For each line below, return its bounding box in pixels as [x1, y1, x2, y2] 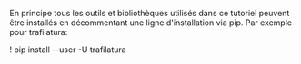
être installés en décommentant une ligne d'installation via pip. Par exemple [9, 17, 293, 28]
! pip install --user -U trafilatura [9, 44, 126, 55]
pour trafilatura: [9, 27, 68, 37]
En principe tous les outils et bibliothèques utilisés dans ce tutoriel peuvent [9, 8, 290, 18]
